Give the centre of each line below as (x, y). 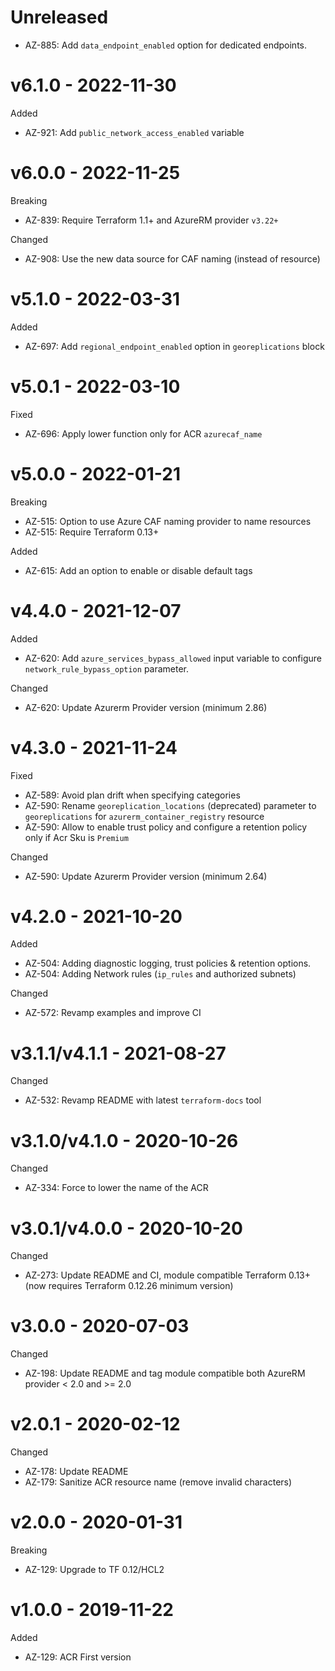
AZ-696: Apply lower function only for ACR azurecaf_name (143, 433)
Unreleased (59, 17)
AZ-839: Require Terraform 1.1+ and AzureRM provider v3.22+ (151, 220)
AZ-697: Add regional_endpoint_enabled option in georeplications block (174, 346)
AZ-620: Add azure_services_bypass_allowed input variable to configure (173, 658)
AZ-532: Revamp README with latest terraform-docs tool (143, 1100)
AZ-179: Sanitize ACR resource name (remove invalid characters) (158, 1482)
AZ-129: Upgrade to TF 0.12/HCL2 (94, 1570)
